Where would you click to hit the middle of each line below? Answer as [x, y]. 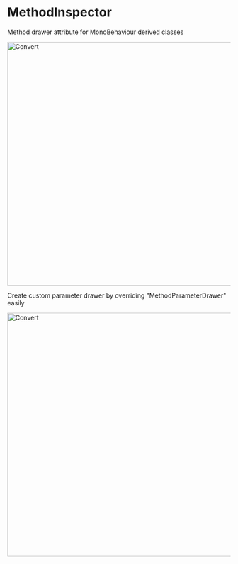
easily [16, 303]
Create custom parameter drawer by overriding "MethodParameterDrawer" [117, 295]
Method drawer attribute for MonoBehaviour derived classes [96, 32]
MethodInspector [59, 12]
